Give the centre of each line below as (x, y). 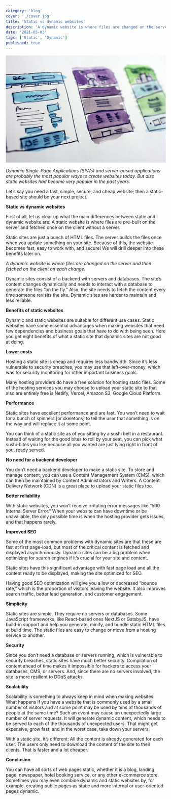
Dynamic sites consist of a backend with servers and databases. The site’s (84, 278)
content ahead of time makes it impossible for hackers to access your (79, 666)
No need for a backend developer (42, 459)
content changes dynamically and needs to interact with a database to (79, 284)
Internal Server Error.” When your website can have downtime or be (76, 511)
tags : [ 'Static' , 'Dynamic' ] (37, 38)
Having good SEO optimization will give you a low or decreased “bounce (81, 583)
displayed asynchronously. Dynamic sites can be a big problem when (78, 552)
